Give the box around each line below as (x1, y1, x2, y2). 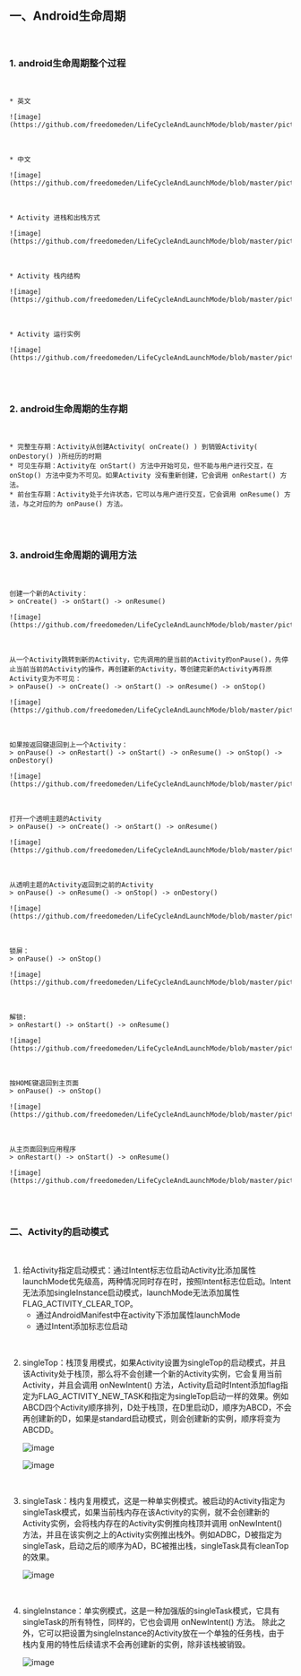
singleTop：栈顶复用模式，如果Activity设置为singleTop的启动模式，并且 (21, 1357, 287, 1368)
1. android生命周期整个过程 (9, 56, 126, 69)
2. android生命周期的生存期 (9, 402, 128, 415)
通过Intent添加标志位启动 (35, 1321, 128, 1331)
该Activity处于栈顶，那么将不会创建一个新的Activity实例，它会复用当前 (21, 1369, 283, 1378)
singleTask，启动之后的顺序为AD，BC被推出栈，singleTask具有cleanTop (21, 1541, 289, 1551)
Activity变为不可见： (9, 674, 82, 683)
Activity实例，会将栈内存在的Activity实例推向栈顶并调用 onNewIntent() (21, 1518, 283, 1528)
